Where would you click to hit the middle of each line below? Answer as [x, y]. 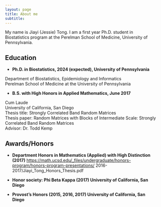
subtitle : [15, 18]
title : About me [21, 14]
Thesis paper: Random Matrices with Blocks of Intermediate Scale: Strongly [80, 118]
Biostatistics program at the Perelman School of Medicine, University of [76, 37]
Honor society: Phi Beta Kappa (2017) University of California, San [80, 180]
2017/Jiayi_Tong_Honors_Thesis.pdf [48, 170]
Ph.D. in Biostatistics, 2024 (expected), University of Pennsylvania [81, 69]
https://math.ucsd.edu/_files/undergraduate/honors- [79, 160]
